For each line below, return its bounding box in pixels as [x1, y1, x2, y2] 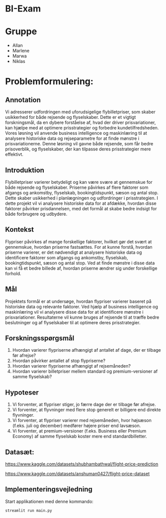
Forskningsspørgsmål [5, 334, 75, 342]
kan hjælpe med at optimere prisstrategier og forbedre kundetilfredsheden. [5, 125, 159, 131]
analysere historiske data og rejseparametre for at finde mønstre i [5, 135, 140, 141]
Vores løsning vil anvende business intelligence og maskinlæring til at [5, 130, 148, 136]
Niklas [12, 58, 26, 64]
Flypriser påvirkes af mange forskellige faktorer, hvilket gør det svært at [5, 238, 152, 245]
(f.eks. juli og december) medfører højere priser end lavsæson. [12, 423, 141, 429]
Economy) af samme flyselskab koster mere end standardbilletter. [12, 433, 148, 440]
